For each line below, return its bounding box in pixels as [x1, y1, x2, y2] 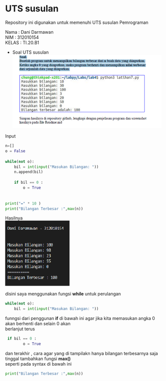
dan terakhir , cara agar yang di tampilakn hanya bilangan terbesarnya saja [5, 350, 158, 356]
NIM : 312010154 [5, 34, 39, 40]
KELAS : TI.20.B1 [5, 39, 40, 45]
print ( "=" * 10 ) [5, 201, 41, 206]
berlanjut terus [5, 326, 35, 332]
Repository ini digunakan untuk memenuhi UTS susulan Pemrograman [5, 19, 149, 25]
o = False [5, 149, 26, 153]
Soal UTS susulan [12, 49, 49, 55]
